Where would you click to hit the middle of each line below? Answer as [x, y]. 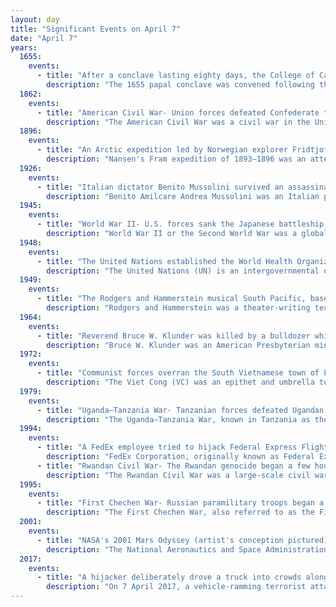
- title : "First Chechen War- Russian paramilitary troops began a [180, 503]
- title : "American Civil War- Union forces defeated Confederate [178, 112]
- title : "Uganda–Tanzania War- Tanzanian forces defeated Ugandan [180, 410]
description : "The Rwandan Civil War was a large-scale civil [178, 475]
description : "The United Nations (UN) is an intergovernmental [183, 271]
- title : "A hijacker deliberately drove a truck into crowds [169, 577]
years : [24, 47]
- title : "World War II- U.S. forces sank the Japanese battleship [180, 224]
